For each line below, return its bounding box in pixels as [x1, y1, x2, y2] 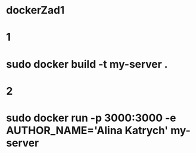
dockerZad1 [6, 4, 65, 17]
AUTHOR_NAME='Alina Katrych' [6, 124, 169, 137]
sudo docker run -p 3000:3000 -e [6, 111, 177, 124]
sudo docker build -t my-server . [6, 57, 168, 71]
